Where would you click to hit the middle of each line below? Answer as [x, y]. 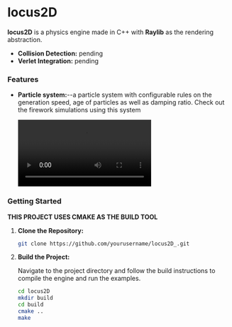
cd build [31, 305]
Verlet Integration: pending [58, 60]
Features [23, 79]
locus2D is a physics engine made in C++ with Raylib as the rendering [111, 32]
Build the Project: [44, 257]
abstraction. [25, 39]
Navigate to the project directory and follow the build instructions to [116, 271]
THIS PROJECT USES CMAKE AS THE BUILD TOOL [83, 217]
